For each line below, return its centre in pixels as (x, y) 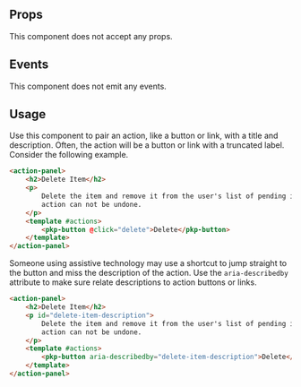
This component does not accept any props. (91, 36)
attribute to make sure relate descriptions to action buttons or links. (133, 282)
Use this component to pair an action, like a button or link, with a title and (144, 136)
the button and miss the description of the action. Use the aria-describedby (149, 273)
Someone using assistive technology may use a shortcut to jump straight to (148, 263)
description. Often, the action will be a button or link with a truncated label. (147, 145)
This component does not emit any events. (88, 86)
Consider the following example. (69, 155)
